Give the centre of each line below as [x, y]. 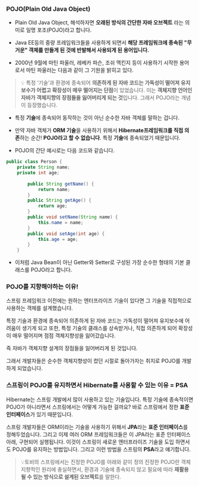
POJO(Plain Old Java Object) [48, 9]
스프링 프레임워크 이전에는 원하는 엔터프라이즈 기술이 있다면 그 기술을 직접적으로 [99, 301]
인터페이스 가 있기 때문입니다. [40, 414]
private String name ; [43, 167]
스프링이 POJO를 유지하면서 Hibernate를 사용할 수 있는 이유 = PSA [97, 385]
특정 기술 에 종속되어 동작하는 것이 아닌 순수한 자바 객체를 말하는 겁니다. [97, 118]
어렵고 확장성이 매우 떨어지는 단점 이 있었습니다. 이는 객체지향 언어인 [114, 90]
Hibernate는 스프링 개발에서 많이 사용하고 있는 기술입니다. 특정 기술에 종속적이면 [100, 399]
